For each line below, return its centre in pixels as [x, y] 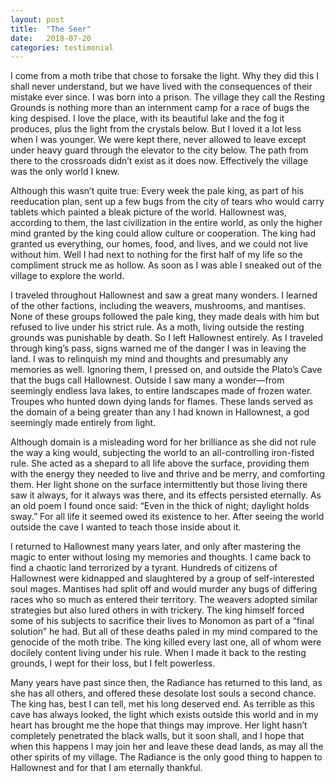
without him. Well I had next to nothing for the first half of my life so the [156, 255]
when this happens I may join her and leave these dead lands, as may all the [167, 747]
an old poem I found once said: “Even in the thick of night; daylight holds [160, 506]
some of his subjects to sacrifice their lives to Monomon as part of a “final [162, 621]
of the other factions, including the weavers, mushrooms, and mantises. [158, 306]
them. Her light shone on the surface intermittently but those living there [159, 485]
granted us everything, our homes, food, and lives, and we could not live [159, 244]
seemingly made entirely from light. [83, 423]
